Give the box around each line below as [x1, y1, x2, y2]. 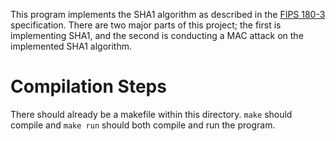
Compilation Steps [10, 75, 167, 98]
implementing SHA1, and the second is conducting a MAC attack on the [10, 30, 304, 41]
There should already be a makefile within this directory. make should [10, 108, 293, 120]
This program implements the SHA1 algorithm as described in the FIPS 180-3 [10, 9, 326, 20]
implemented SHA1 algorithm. [10, 40, 132, 52]
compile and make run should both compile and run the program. [10, 119, 276, 131]
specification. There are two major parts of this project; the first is [10, 19, 282, 31]
